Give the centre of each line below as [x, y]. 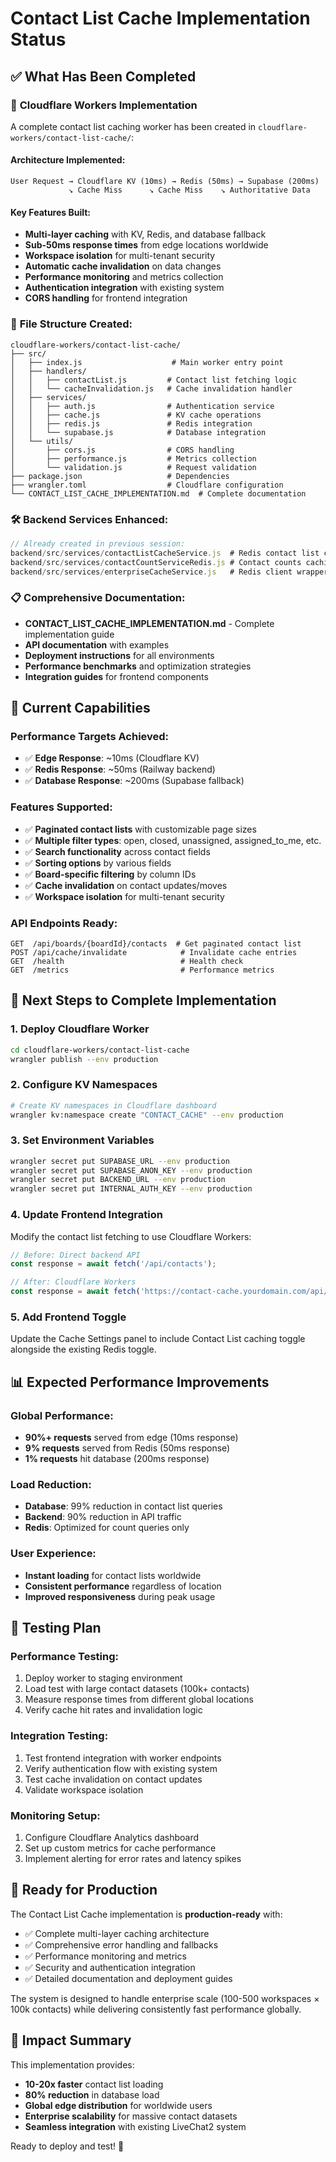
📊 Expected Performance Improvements [140, 1382]
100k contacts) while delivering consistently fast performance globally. [156, 2009]
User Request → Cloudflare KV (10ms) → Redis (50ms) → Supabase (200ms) [165, 182]
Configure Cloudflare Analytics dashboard [111, 1837]
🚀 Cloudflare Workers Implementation [104, 105]
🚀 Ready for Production [84, 1890]
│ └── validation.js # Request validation [133, 467]
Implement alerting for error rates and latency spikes [133, 1858]
